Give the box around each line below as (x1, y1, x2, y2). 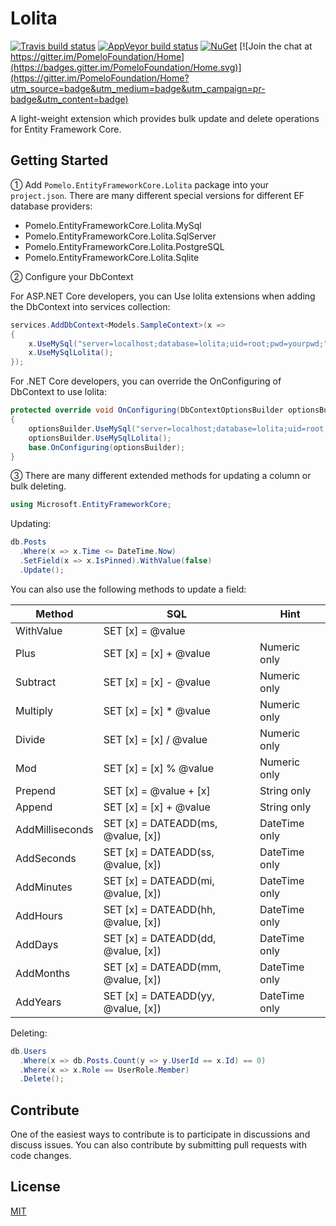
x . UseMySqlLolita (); (28, 348, 114, 358)
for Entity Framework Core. (10, 123, 122, 135)
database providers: (10, 200, 93, 212)
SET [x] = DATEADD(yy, (103, 988, 215, 1002)
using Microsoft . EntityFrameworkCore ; (10, 500, 172, 510)
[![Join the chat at (239, 40, 313, 52)
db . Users (10, 1046, 47, 1056)
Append (15, 800, 53, 814)
